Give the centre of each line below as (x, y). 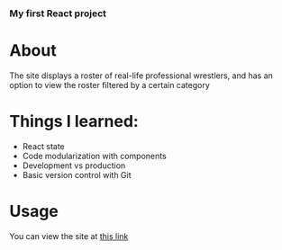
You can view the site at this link (69, 236)
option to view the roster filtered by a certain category (109, 85)
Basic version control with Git (77, 174)
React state (43, 146)
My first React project (58, 13)
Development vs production (74, 165)
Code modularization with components (94, 156)
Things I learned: (74, 122)
